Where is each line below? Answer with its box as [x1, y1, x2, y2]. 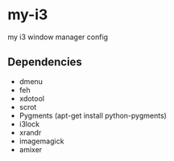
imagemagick [19, 136, 64, 146]
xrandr [19, 127, 42, 137]
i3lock [19, 119, 40, 129]
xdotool [19, 94, 45, 103]
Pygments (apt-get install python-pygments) [19, 111, 167, 120]
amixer [19, 144, 43, 154]
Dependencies [7, 55, 82, 69]
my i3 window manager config [7, 32, 109, 42]
